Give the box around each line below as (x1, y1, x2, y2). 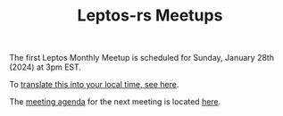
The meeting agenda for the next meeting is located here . (9, 95, 221, 107)
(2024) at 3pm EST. (9, 62, 82, 72)
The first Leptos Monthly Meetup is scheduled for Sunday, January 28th (9, 52, 275, 62)
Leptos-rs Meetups (77, 5, 223, 26)
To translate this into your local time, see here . (9, 79, 179, 89)
